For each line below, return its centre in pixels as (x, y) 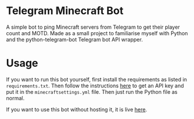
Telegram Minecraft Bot (65, 11)
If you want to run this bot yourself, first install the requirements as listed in (96, 79)
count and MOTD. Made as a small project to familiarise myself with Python (97, 33)
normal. (15, 98)
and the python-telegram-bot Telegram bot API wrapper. (74, 39)
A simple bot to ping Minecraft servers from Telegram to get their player (93, 27)
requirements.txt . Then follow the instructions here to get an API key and (95, 86)
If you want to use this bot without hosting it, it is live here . (77, 109)
